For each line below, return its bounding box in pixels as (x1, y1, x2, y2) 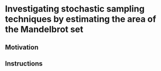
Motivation (5, 43, 39, 51)
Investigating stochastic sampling (5, 3, 145, 14)
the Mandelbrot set (5, 24, 83, 35)
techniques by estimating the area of (5, 14, 157, 25)
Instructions (5, 59, 43, 68)
